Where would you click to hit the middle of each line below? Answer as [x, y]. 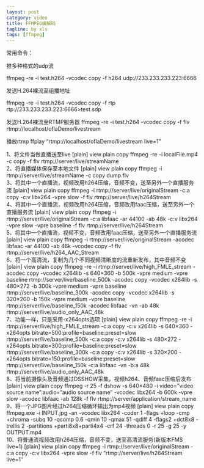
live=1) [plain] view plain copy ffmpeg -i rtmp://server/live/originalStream [98, 447]
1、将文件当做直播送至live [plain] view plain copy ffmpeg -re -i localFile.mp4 [102, 155]
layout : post [23, 12]
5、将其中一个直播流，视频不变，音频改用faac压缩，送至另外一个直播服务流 [102, 233]
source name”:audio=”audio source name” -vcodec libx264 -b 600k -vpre [99, 392]
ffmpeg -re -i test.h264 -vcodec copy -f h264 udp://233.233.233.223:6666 [102, 78]
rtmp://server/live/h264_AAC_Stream [53, 253]
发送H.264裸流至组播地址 [38, 91]
